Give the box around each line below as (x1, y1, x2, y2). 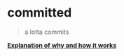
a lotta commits (24, 28, 69, 36)
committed (7, 5, 72, 21)
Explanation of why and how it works (7, 41, 117, 49)
